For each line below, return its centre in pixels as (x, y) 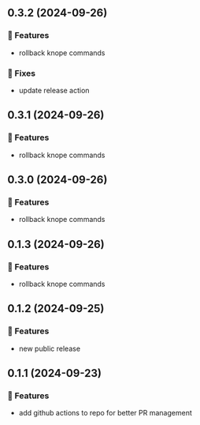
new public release (49, 348)
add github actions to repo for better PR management (105, 413)
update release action (54, 90)
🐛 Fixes (22, 73)
